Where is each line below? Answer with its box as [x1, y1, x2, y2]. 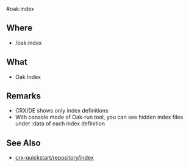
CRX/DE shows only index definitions [15, 107, 109, 114]
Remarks [6, 91, 41, 102]
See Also [6, 138, 41, 148]
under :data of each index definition [15, 120, 105, 127]
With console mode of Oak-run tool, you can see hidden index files [15, 113, 184, 121]
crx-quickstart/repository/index [15, 154, 94, 161]
